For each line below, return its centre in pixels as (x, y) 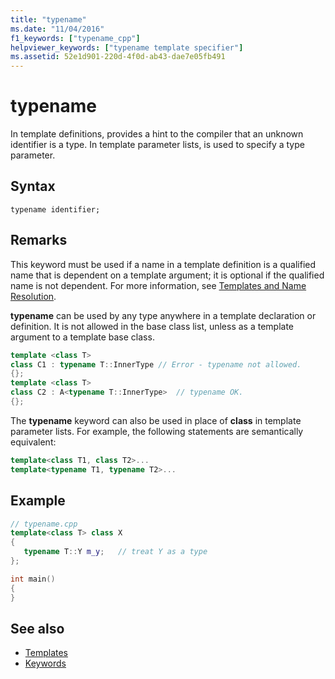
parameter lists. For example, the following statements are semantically (157, 431)
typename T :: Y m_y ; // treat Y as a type (115, 552)
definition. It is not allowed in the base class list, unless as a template (152, 326)
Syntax (33, 186)
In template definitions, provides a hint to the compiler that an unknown (157, 134)
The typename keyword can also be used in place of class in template (156, 420)
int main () (33, 579)
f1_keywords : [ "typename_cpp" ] (75, 38)
